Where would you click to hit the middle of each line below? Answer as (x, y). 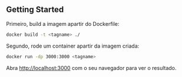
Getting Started (35, 10)
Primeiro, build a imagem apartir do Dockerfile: (63, 24)
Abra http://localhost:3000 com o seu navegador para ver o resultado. (91, 68)
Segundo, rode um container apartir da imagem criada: (73, 46)
